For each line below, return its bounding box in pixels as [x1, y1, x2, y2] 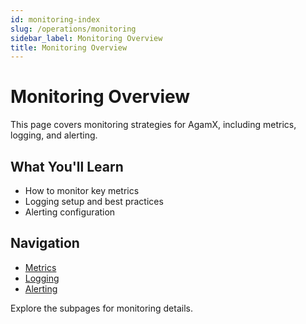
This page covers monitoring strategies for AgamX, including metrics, [10, 119, 297, 131]
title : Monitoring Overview [10, 42, 128, 53]
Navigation [10, 235, 80, 252]
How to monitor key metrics [24, 185, 140, 196]
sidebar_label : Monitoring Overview [10, 33, 163, 43]
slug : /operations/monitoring [10, 24, 137, 34]
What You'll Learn [10, 158, 124, 175]
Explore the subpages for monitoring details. [10, 302, 193, 314]
